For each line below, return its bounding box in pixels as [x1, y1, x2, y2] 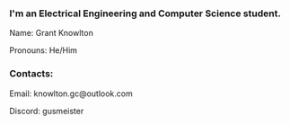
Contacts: [9, 67, 54, 80]
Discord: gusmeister [9, 105, 84, 116]
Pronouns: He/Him [9, 45, 78, 56]
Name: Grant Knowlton [9, 28, 94, 39]
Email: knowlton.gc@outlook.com [9, 88, 133, 99]
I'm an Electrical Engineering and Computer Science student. [9, 7, 281, 20]
